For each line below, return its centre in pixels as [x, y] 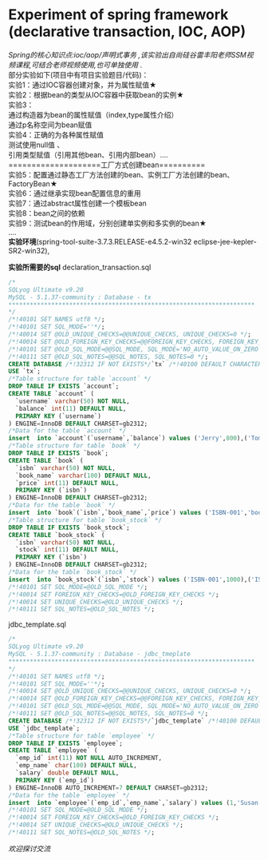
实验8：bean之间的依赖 [47, 213]
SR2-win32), [29, 250]
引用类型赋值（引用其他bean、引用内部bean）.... [89, 154]
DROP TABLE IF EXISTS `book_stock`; [69, 528]
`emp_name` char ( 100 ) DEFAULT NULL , [76, 766]
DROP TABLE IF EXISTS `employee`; [66, 743]
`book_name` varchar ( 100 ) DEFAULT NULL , [83, 476]
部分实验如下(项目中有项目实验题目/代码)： [79, 74]
